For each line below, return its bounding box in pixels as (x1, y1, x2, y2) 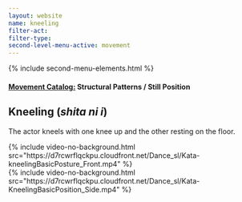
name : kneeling (8, 19, 59, 27)
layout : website (8, 11, 63, 20)
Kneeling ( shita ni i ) (8, 105, 108, 119)
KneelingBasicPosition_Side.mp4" (8, 184, 120, 194)
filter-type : (8, 34, 52, 42)
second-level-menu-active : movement (8, 42, 131, 50)
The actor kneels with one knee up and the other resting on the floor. (8, 126, 236, 136)
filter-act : (8, 26, 48, 34)
